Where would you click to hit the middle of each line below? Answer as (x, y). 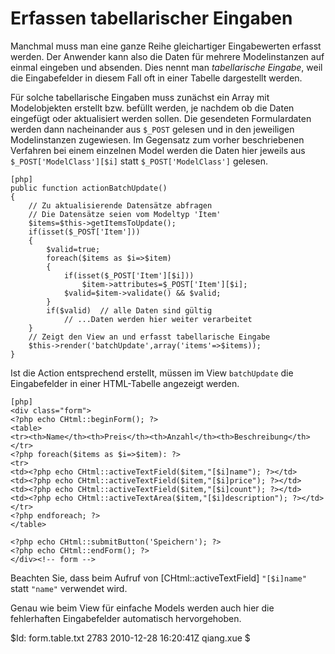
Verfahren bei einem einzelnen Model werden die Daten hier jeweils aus (158, 150)
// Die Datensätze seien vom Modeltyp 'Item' (125, 214)
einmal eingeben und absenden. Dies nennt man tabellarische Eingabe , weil (166, 67)
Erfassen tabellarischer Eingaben (151, 18)
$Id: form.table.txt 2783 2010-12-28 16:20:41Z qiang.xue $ (130, 638)
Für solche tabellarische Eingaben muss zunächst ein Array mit (140, 97)
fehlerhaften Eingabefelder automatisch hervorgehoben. (126, 618)
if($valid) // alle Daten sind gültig (129, 310)
